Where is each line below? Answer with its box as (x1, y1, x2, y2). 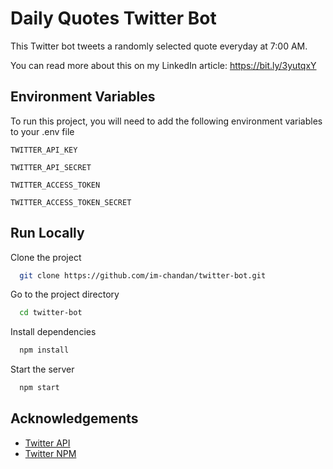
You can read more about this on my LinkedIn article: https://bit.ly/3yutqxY (10, 59, 317, 71)
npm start (19, 383, 60, 393)
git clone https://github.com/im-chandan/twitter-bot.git (19, 270, 267, 281)
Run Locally (10, 225, 85, 242)
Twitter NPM (24, 447, 77, 459)
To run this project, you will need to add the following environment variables (10, 115, 323, 127)
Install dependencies (10, 326, 97, 338)
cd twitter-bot (19, 308, 83, 318)
